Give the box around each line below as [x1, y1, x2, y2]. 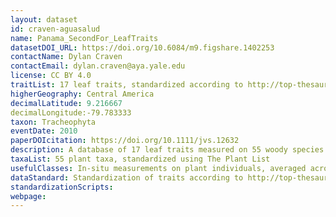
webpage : [10, 191, 47, 201]
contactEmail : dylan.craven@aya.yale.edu [10, 61, 186, 71]
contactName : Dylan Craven [10, 52, 123, 62]
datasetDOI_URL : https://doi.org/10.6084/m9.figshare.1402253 [10, 42, 275, 53]
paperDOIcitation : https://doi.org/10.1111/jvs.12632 [10, 136, 240, 146]
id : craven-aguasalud [10, 24, 101, 34]
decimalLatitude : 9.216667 [10, 98, 123, 108]
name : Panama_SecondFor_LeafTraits [10, 33, 159, 43]
